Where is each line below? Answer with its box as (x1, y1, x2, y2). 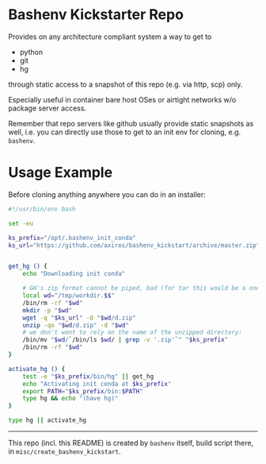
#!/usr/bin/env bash (8, 205, 77, 213)
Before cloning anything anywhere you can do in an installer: (8, 189, 206, 199)
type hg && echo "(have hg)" (22, 395, 119, 403)
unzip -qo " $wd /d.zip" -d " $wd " (22, 321, 129, 329)
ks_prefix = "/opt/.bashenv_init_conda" (8, 234, 136, 242)
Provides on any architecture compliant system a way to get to (8, 32, 212, 41)
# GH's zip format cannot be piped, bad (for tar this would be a (22, 284, 246, 292)
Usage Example (8, 164, 113, 182)
